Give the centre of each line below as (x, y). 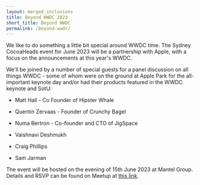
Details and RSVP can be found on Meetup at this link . (73, 176)
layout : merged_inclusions (40, 12)
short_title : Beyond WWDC (38, 23)
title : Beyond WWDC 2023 (37, 17)
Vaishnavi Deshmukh (41, 135)
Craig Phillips (31, 146)
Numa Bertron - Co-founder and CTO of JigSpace (76, 124)
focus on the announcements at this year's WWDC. (69, 58)
